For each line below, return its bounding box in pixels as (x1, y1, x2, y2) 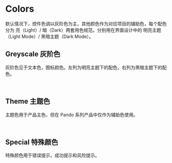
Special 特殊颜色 (5, 137, 58, 146)
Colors (5, 3, 34, 15)
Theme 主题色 (5, 97, 50, 106)
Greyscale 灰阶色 (5, 50, 60, 59)
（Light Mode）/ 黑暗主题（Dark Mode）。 (5, 33, 94, 39)
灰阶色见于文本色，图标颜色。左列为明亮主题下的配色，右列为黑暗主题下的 (5, 64, 162, 71)
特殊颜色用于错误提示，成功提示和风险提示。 (5, 152, 100, 158)
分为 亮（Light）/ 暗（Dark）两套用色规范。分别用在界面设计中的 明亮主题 (5, 27, 161, 33)
